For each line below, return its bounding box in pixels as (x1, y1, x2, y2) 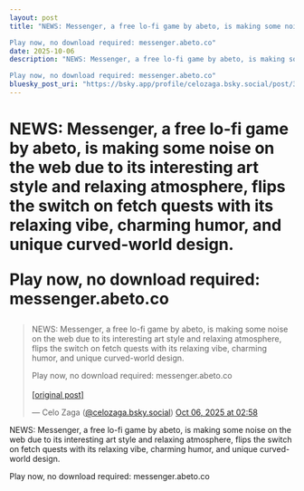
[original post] (31, 390, 84, 400)
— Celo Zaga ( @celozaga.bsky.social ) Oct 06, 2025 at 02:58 (31, 407, 258, 418)
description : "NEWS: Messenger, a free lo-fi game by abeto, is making (9, 55, 285, 64)
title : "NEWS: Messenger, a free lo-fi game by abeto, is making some (9, 22, 281, 31)
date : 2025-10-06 (9, 46, 75, 55)
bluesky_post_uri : (9, 80, 79, 89)
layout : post (9, 13, 59, 23)
